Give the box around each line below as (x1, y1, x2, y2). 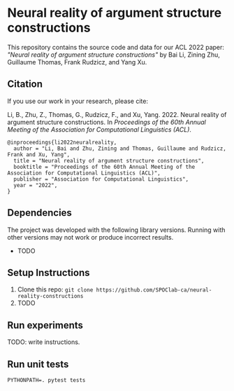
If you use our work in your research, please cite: (7, 97, 149, 105)
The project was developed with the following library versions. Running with (7, 226, 226, 234)
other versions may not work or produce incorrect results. (7, 233, 174, 241)
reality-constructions (17, 293, 84, 300)
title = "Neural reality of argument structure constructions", (13, 157, 205, 164)
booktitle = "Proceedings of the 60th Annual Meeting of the (13, 163, 196, 170)
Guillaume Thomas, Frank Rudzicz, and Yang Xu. (7, 57, 147, 66)
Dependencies (7, 207, 72, 219)
